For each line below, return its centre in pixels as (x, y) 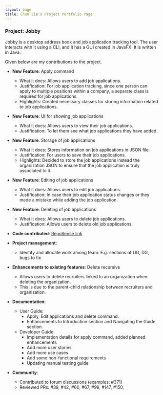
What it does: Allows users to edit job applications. (70, 189)
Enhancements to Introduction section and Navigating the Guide (91, 321)
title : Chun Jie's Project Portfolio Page (49, 14)
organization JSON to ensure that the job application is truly (80, 165)
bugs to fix (30, 258)
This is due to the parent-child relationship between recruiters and (86, 287)
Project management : (34, 243)
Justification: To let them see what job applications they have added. (88, 131)
